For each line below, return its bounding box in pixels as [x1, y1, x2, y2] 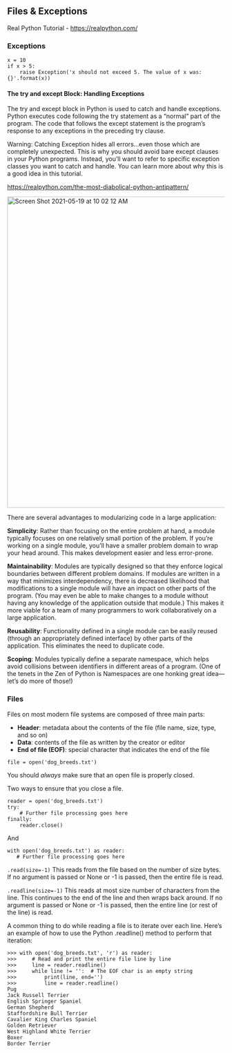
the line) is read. [7, 908, 53, 916]
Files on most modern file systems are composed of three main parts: [7, 710, 205, 718]
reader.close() [19, 822, 64, 829]
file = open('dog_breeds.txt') [7, 759, 97, 766]
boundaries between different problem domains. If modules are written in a [7, 570, 220, 578]
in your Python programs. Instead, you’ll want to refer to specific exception [7, 155, 220, 163]
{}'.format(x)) [7, 75, 51, 82]
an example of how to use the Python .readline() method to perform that [7, 929, 212, 937]
